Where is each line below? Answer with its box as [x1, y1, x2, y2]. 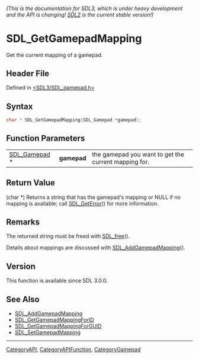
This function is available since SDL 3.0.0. [6, 277, 108, 284]
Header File [6, 68, 50, 78]
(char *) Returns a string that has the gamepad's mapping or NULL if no [6, 193, 181, 201]
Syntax [6, 101, 33, 111]
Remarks [6, 217, 40, 227]
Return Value [6, 178, 55, 188]
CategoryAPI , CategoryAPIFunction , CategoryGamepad [6, 346, 141, 353]
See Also [6, 294, 40, 304]
